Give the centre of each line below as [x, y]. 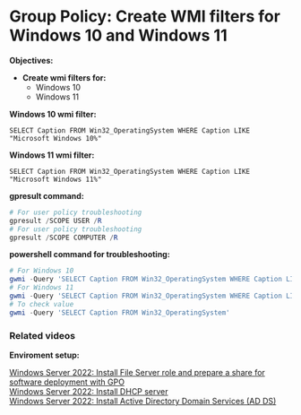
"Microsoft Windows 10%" [56, 138]
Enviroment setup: [44, 355]
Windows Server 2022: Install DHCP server [89, 391]
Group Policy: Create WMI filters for [145, 17]
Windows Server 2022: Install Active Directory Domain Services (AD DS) [143, 401]
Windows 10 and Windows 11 [118, 35]
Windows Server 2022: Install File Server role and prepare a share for [138, 372]
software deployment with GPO [67, 382]
